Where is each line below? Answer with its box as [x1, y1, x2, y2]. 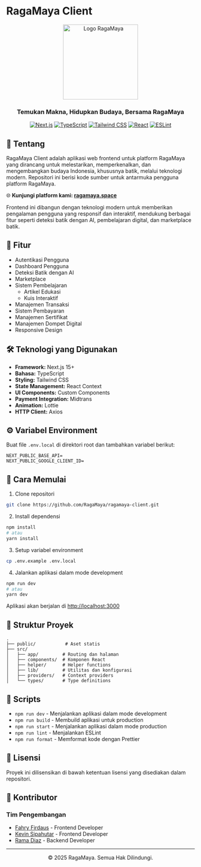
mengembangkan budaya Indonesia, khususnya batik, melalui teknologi [6, 167, 182, 175]
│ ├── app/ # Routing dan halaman [6, 652, 119, 658]
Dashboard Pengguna [14, 262, 69, 269]
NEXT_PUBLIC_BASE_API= [6, 453, 63, 459]
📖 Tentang [6, 139, 45, 149]
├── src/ [6, 646, 28, 652]
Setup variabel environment [14, 546, 84, 553]
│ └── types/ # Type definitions [6, 678, 111, 684]
